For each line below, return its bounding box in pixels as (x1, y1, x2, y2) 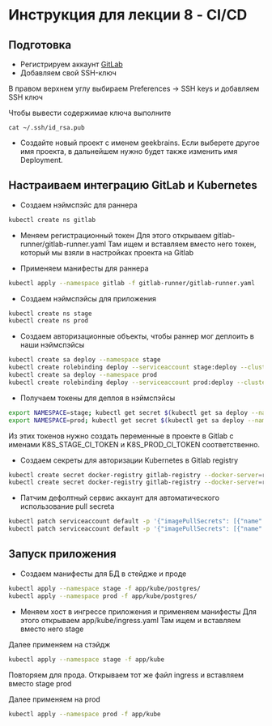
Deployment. (19, 156, 63, 164)
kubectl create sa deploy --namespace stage (8, 356, 161, 364)
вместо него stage (19, 624, 84, 634)
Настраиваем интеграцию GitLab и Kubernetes (8, 178, 257, 192)
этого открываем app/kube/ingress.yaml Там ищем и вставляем (19, 615, 241, 625)
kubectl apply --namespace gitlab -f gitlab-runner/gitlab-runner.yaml (8, 279, 255, 287)
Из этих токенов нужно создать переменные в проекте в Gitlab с (8, 431, 234, 441)
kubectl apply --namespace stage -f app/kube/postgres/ (8, 584, 201, 592)
